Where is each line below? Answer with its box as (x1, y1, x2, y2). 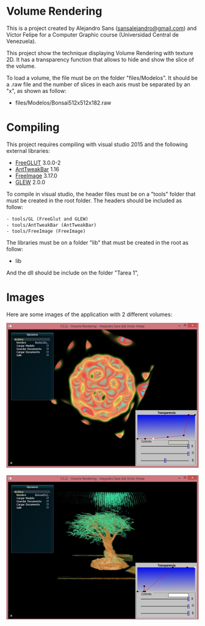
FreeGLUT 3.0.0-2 (15, 159, 61, 166)
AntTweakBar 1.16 (15, 165, 60, 172)
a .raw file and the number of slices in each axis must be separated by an (6, 81, 190, 88)
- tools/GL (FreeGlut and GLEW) (6, 216, 88, 222)
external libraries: (6, 147, 51, 154)
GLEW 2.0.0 (15, 179, 46, 186)
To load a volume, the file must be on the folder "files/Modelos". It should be (6, 74, 198, 81)
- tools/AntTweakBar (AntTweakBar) (6, 222, 97, 228)
